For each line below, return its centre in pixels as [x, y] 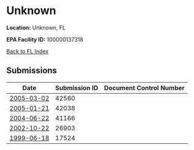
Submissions [32, 71]
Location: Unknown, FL [36, 28]
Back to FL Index [28, 51]
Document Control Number [144, 88]
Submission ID [76, 88]
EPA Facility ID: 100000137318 [45, 39]
